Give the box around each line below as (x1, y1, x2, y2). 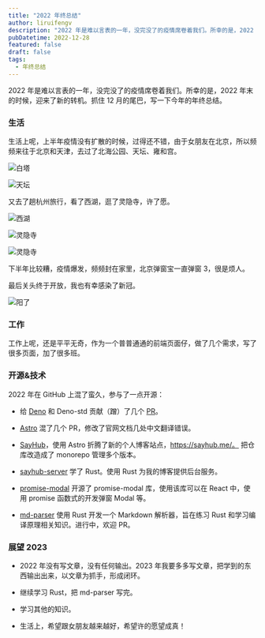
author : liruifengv (8, 19, 73, 27)
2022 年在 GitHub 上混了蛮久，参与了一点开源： (8, 389, 164, 399)
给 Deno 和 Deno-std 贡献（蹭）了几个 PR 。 (19, 406, 163, 415)
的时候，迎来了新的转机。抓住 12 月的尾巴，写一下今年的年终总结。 (8, 96, 227, 105)
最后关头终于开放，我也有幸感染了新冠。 (8, 281, 140, 291)
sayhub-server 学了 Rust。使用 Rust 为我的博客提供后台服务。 (19, 467, 222, 476)
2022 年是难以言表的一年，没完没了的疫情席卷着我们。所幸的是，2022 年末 (8, 85, 254, 95)
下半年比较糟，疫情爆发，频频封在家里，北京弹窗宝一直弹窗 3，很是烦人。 (8, 264, 250, 273)
